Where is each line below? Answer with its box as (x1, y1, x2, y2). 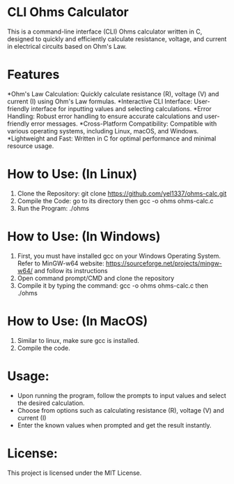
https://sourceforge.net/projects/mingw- (105, 259, 223, 267)
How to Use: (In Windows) (7, 228, 161, 244)
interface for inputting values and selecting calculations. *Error (31, 104, 212, 112)
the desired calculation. (17, 399, 85, 407)
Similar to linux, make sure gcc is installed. (17, 336, 139, 344)
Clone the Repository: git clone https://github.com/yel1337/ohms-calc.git (17, 189, 227, 198)
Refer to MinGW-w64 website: (17, 259, 104, 267)
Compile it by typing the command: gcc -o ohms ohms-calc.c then (17, 281, 209, 290)
